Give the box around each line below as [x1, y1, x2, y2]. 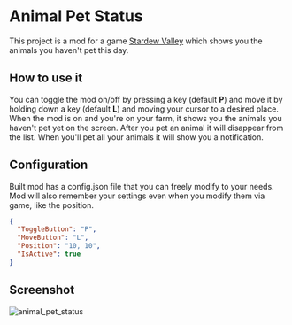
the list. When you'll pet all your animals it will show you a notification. [9, 131, 264, 143]
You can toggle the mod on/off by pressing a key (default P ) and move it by [9, 94, 283, 104]
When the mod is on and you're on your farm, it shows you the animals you [9, 112, 283, 123]
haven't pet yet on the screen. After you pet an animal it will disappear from [9, 122, 284, 133]
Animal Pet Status [9, 6, 143, 27]
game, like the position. [9, 199, 95, 210]
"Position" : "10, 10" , [17, 242, 101, 251]
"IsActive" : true [17, 250, 81, 259]
